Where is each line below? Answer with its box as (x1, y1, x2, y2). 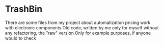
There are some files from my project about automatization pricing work (5, 20, 151, 25)
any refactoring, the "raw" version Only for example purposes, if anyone (5, 30, 151, 36)
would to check (5, 35, 36, 41)
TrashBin (5, 3, 43, 15)
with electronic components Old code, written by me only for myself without (5, 24, 159, 30)
